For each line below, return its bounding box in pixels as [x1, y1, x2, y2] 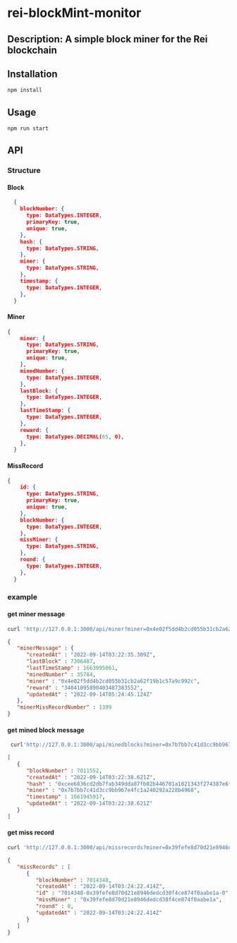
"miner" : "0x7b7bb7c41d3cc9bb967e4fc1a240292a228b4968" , [25, 787, 200, 794]
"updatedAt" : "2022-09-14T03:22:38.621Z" [25, 800, 153, 807]
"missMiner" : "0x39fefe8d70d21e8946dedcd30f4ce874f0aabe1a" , [35, 896, 222, 903]
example [7, 592, 37, 602]
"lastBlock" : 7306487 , [25, 658, 97, 665]
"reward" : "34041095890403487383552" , [25, 684, 143, 691]
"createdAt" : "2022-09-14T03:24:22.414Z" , [35, 883, 166, 890]
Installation [7, 68, 58, 80]
